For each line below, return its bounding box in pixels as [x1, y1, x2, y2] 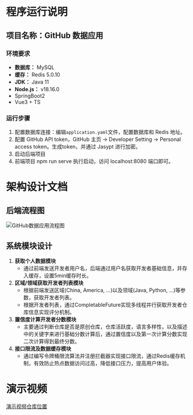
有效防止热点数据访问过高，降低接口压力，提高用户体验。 [33, 359, 173, 366]
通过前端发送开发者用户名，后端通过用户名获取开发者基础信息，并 [23, 264, 182, 272]
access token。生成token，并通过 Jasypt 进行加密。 [14, 143, 141, 150]
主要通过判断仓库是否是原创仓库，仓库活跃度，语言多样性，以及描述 [23, 323, 188, 330]
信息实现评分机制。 [28, 308, 75, 316]
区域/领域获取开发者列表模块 [14, 279, 84, 286]
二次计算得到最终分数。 [23, 337, 80, 345]
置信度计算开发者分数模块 [14, 316, 77, 323]
